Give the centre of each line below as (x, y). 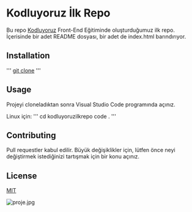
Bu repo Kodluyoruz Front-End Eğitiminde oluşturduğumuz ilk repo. (91, 30)
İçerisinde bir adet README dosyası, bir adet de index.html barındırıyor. (96, 36)
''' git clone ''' (24, 70)
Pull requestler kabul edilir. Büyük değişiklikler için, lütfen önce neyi (91, 150)
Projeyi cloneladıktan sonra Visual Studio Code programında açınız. (91, 104)
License (22, 176)
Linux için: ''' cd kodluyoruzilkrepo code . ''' (61, 116)
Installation (28, 56)
